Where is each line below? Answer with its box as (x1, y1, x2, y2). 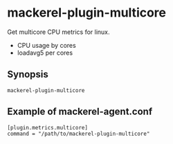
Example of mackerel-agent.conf (7, 106, 153, 118)
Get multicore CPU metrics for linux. (7, 28, 110, 36)
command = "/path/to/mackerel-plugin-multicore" (7, 130, 150, 137)
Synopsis (7, 69, 48, 80)
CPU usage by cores (17, 41, 76, 49)
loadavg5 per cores (17, 48, 73, 57)
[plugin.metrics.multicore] (7, 124, 89, 131)
